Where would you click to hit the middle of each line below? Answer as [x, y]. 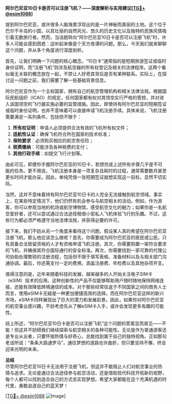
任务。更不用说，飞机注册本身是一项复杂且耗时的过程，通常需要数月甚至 [90, 171]
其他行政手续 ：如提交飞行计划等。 [49, 153]
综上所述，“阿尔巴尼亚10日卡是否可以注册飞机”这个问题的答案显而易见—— [84, 323]
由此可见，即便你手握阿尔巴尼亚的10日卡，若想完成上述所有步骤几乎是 [79, 164]
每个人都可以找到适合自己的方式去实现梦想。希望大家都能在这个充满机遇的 [84, 379]
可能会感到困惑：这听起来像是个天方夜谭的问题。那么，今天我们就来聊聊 [90, 44]
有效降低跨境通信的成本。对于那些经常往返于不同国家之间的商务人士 [95, 287]
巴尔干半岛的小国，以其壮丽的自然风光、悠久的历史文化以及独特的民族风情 [84, 31]
